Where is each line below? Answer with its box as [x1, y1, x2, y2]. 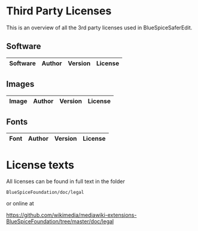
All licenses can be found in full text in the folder [6, 178, 126, 185]
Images [6, 79, 35, 89]
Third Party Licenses [6, 4, 112, 18]
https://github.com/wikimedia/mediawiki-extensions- [6, 211, 137, 219]
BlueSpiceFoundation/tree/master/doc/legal [6, 218, 114, 225]
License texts [6, 158, 75, 172]
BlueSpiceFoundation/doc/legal [6, 190, 84, 196]
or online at [6, 200, 34, 207]
